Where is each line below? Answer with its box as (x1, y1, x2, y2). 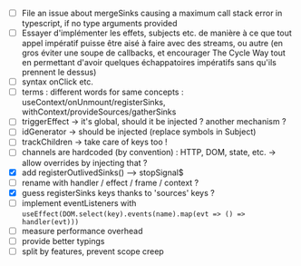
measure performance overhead (21, 225, 143, 236)
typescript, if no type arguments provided (21, 18, 178, 29)
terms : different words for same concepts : (21, 86, 184, 98)
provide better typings (21, 235, 105, 246)
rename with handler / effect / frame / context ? (21, 177, 199, 188)
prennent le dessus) (21, 67, 97, 78)
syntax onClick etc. (21, 76, 94, 87)
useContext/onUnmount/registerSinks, (21, 97, 166, 108)
